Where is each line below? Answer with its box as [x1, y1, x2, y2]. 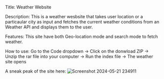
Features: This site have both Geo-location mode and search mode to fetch [5, 34, 158, 39]
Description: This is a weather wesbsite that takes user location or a [5, 14, 143, 19]
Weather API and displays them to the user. [5, 24, 93, 30]
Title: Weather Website [5, 4, 52, 10]
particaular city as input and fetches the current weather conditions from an [5, 19, 160, 25]
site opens [5, 59, 27, 64]
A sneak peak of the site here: [5, 68, 66, 74]
